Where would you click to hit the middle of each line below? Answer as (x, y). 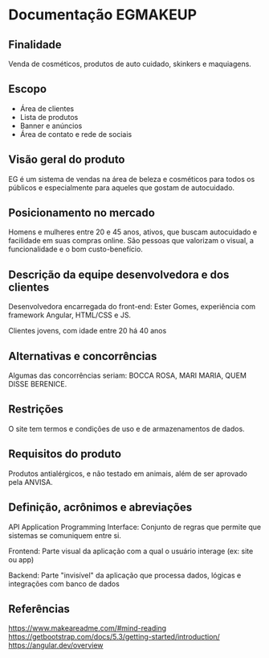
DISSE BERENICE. (38, 384)
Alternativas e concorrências (83, 356)
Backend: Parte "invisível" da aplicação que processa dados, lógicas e (125, 575)
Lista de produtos (49, 117)
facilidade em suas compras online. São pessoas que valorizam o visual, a (131, 241)
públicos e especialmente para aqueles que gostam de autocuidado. (122, 188)
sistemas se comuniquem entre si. (65, 535)
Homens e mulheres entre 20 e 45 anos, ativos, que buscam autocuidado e (133, 232)
